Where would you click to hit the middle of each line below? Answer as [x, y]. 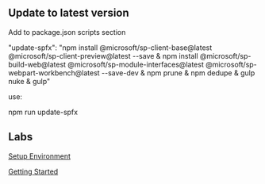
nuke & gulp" [29, 81]
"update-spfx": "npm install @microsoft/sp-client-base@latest [110, 48]
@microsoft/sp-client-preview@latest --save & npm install [103, 56]
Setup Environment [40, 156]
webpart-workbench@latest [54, 73]
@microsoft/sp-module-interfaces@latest [135, 64]
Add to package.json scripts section [67, 32]
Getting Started [33, 171]
